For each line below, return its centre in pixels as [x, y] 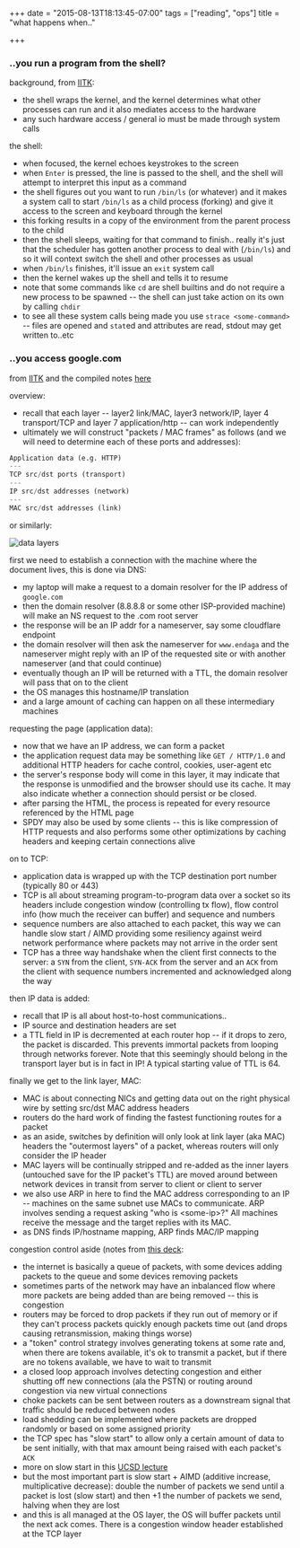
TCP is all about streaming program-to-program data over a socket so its [156, 895]
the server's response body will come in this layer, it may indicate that [151, 774]
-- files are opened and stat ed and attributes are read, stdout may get [152, 326]
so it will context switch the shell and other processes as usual [137, 259]
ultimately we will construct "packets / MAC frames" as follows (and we [154, 432]
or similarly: [31, 525]
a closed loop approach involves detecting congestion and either [142, 1371]
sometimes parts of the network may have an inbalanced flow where [149, 1285]
